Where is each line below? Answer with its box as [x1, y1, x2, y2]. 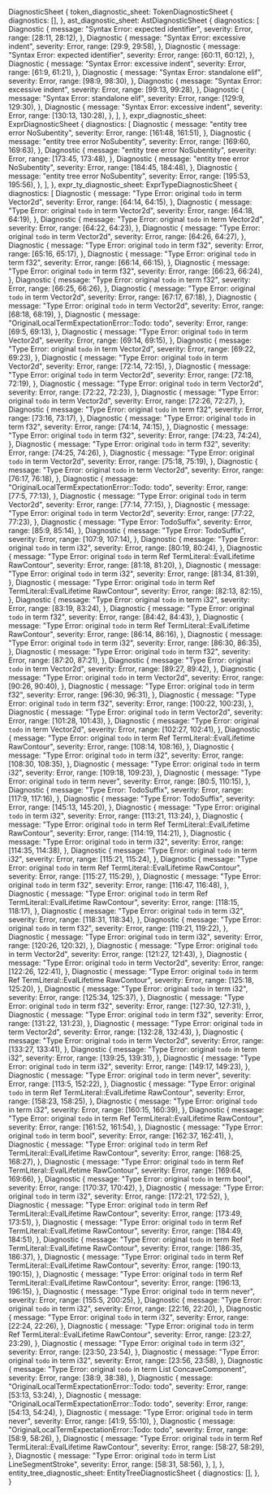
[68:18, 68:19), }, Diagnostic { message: [8, 309, 140, 319]
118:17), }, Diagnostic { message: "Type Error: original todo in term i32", [8, 906, 245, 915]
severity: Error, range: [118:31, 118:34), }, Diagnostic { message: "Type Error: [8, 915, 262, 924]
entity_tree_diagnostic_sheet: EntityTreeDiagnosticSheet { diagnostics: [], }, [8, 1468, 260, 1478]
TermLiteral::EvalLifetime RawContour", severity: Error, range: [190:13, [8, 1260, 242, 1270]
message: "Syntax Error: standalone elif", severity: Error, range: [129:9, [8, 94, 245, 103]
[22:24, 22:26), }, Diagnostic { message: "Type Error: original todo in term [8, 1321, 254, 1330]
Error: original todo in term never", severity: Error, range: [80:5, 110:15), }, [8, 776, 251, 786]
